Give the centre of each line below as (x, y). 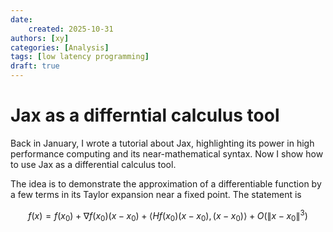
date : (21, 19)
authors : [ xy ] (40, 38)
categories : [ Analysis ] (60, 47)
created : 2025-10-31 (71, 29)
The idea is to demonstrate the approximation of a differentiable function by (166, 183)
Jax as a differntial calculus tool (145, 115)
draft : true (35, 66)
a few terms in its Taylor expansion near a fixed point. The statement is (156, 194)
